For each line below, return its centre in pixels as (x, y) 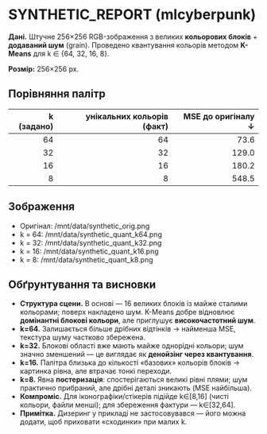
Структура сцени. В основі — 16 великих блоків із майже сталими (133, 304)
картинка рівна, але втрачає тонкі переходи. (96, 371)
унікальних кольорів (127, 116)
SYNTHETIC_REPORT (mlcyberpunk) (132, 15)
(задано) (36, 126)
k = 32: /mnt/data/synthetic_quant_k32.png (91, 242)
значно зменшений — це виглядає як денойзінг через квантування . (137, 355)
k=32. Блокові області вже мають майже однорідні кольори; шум (132, 346)
